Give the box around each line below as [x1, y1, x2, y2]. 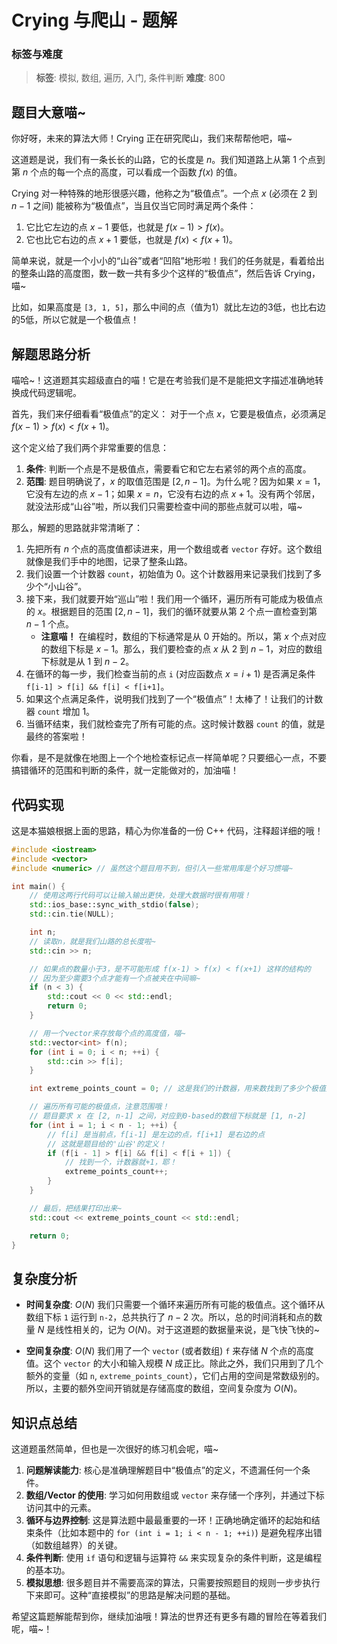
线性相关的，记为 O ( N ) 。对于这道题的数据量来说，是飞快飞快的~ [55, 1324, 320, 1336]
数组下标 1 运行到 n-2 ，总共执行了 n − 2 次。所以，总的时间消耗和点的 [25, 1311, 314, 1323]
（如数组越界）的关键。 [25, 1539, 123, 1551]
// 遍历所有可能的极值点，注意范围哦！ [29, 1102, 170, 1112]
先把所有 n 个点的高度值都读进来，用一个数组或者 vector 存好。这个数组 [25, 543, 323, 555]
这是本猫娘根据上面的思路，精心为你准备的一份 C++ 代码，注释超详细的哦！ [11, 824, 324, 836]
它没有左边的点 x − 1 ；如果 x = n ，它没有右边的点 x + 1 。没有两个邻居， [25, 488, 321, 500]
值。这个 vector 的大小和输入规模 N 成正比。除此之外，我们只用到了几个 [25, 1357, 324, 1370]
